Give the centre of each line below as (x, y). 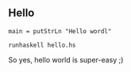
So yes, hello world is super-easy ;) (66, 59)
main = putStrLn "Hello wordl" (60, 31)
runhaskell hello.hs (42, 45)
